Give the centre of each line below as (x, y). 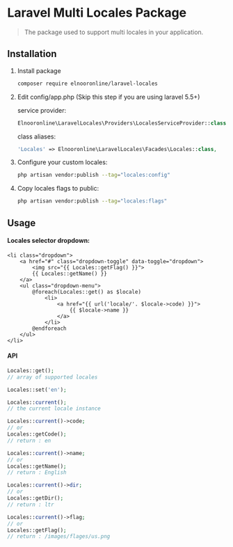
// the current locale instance (54, 409)
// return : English (37, 473)
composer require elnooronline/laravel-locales (87, 84)
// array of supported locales (53, 377)
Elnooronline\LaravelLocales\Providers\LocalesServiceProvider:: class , (123, 123)
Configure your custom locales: (62, 162)
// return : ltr (31, 505)
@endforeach (50, 328)
